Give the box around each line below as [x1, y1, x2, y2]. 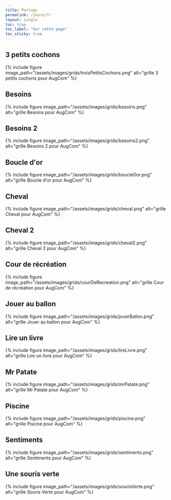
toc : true [5, 22, 27, 27]
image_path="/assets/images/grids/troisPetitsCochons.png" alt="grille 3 [5, 69, 159, 76]
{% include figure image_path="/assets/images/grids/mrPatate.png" [5, 381, 150, 387]
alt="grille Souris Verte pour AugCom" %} [5, 489, 94, 495]
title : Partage [5, 7, 38, 13]
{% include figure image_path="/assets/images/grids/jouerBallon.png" [5, 313, 155, 319]
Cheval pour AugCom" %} [5, 211, 60, 218]
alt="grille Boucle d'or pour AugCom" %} [5, 177, 92, 183]
